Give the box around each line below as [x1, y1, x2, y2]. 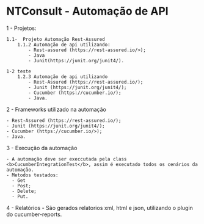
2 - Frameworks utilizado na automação [6, 106, 107, 113]
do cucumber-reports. [6, 211, 62, 218]
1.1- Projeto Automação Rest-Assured [6, 36, 105, 42]
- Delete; [12, 188, 37, 194]
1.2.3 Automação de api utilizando [17, 73, 108, 80]
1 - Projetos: [6, 24, 37, 32]
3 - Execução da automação [6, 144, 78, 151]
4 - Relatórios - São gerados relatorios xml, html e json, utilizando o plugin [6, 204, 194, 211]
